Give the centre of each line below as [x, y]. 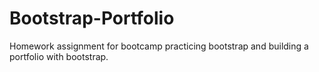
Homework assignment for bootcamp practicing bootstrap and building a [159, 46]
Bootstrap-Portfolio [92, 18]
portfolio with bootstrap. [59, 56]
